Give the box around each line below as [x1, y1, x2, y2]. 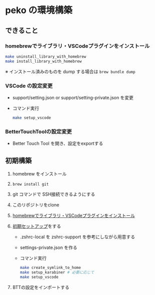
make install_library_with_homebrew [5, 59, 82, 64]
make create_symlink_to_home [20, 265, 81, 270]
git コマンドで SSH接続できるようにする [12, 191, 95, 197]
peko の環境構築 [5, 5, 73, 16]
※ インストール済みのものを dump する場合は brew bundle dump [5, 68, 135, 74]
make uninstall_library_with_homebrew [5, 54, 86, 59]
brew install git [12, 182, 49, 187]
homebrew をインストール [12, 171, 67, 177]
